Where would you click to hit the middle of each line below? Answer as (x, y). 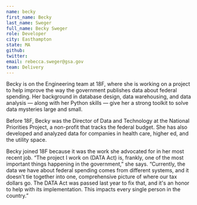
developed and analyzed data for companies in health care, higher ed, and (97, 133)
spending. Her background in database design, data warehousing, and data (99, 97)
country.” (17, 196)
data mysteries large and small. (45, 109)
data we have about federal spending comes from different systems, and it (98, 170)
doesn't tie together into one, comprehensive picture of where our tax (92, 177)
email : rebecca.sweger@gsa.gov (45, 61)
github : (16, 51)
